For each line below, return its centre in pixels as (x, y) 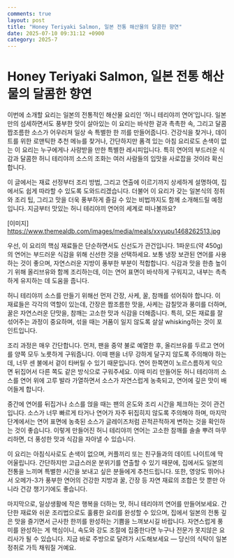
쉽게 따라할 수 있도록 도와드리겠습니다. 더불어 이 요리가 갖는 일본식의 (119, 191)
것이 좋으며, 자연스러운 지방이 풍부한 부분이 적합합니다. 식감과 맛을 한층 (117, 263)
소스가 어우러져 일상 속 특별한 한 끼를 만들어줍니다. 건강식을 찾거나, (123, 132)
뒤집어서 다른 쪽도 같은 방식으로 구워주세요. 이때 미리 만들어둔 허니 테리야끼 (117, 372)
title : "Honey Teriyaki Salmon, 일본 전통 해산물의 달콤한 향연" (95, 27)
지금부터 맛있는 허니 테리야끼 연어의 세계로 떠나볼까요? (102, 209)
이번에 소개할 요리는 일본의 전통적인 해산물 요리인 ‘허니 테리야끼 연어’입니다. (110, 115)
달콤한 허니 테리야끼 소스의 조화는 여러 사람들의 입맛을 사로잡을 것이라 (115, 159)
